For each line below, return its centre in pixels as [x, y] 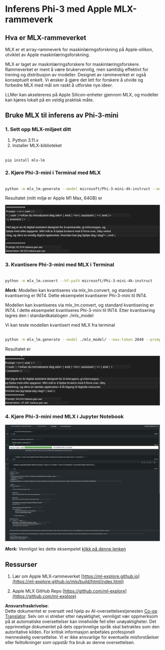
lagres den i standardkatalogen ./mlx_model [49, 315]
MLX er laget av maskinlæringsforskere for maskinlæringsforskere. [73, 64]
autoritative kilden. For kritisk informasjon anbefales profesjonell [70, 632]
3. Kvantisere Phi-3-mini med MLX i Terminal [60, 265]
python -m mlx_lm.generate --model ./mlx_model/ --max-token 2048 [74, 340]
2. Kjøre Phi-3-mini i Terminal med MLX [53, 173]
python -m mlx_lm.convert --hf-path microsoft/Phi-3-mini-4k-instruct [79, 281]
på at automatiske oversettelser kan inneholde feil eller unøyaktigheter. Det [81, 621]
